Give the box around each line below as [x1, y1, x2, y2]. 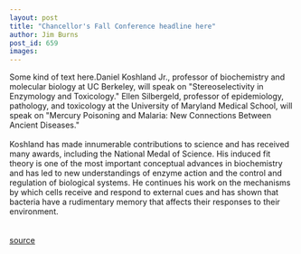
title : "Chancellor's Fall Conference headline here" [9, 22, 217, 31]
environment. [9, 206, 59, 217]
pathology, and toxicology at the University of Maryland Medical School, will [9, 100, 293, 111]
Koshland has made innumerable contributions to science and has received [9, 139, 290, 150]
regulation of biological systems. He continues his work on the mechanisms [9, 177, 291, 188]
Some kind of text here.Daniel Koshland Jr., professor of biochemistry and [9, 71, 286, 82]
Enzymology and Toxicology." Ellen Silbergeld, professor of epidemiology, [9, 91, 285, 102]
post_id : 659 [9, 38, 59, 48]
